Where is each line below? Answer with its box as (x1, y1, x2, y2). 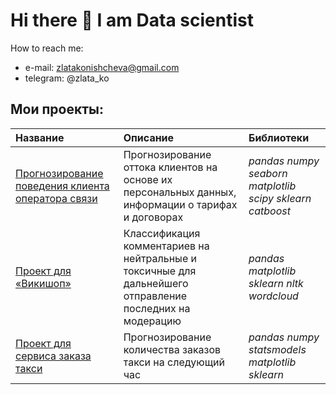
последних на (123, 301, 191, 315)
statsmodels (248, 342, 307, 356)
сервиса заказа (15, 349, 92, 363)
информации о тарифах (123, 197, 238, 211)
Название (15, 130, 65, 144)
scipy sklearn (248, 191, 312, 205)
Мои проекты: (10, 101, 104, 118)
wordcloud (248, 289, 299, 303)
